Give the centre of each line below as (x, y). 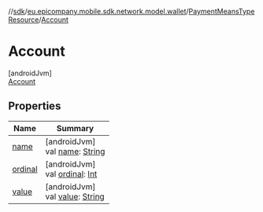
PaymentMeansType (222, 11)
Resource (24, 20)
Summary (75, 128)
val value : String (75, 196)
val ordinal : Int (71, 174)
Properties (35, 106)
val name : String (75, 151)
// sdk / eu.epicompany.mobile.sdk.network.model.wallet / (98, 11)
